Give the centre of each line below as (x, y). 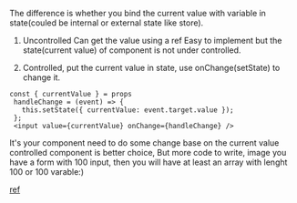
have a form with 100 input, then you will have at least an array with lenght (148, 162)
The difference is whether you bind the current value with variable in (138, 13)
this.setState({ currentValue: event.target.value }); (128, 110)
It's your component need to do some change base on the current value (144, 143)
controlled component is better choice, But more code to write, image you (148, 152)
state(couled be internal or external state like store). (107, 23)
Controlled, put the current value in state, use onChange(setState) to (151, 68)
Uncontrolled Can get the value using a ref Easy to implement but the (152, 41)
